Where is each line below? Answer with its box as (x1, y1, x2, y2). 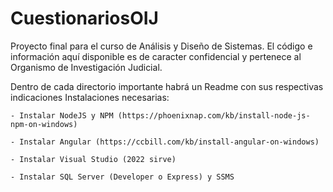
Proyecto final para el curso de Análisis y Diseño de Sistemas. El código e (10, 40, 313, 52)
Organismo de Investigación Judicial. (10, 61, 163, 73)
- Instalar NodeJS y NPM (10, 110, 114, 121)
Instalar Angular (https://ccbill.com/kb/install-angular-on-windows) (19, 137, 320, 147)
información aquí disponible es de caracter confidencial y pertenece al (10, 50, 302, 62)
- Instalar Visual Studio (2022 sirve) (10, 154, 177, 164)
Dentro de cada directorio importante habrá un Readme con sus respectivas (10, 80, 324, 92)
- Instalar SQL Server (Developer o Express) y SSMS (10, 172, 235, 182)
